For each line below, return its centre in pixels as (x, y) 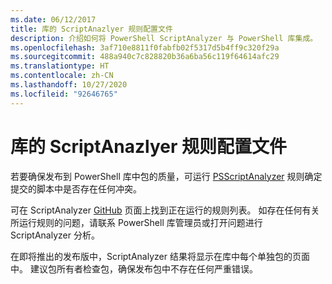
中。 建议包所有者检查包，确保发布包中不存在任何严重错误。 (134, 268)
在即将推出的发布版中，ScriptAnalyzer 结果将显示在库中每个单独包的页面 (160, 256)
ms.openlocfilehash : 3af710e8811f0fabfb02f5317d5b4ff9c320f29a (145, 47)
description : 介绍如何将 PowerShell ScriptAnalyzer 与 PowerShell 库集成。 (164, 38)
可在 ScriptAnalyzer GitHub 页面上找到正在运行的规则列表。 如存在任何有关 (165, 210)
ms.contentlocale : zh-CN (62, 76)
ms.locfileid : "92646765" (64, 94)
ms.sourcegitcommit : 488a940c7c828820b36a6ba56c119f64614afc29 (145, 57)
